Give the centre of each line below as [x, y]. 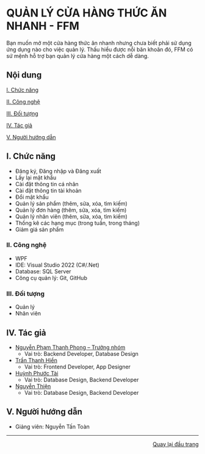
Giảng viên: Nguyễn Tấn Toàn [52, 427]
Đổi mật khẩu [32, 197]
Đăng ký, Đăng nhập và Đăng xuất [58, 171]
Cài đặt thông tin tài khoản [48, 190]
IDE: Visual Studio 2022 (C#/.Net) [57, 265]
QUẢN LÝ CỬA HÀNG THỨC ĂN [87, 13]
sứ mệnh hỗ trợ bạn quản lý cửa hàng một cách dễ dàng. [78, 56]
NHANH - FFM [43, 26]
